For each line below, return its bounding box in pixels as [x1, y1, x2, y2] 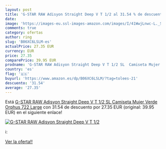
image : [5, 21, 19, 26]
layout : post [5, 7, 32, 12]
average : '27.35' [5, 85, 41, 90]
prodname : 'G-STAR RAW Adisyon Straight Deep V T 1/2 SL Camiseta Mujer [5, 62, 161, 67]
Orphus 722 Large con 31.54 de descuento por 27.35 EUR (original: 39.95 [5, 104, 155, 110]
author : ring [5, 35, 32, 40]
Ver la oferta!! [5, 139, 33, 145]
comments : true [5, 26, 37, 31]
